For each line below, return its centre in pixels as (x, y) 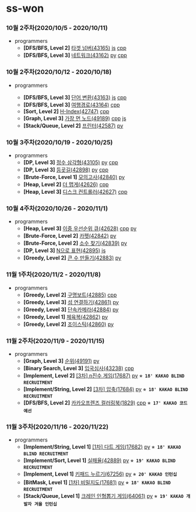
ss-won (25, 9)
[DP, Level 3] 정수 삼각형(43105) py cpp (71, 163)
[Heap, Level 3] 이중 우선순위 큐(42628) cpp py (80, 228)
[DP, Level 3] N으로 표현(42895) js (65, 251)
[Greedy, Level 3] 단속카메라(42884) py (71, 309)
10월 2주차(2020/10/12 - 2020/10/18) (59, 72)
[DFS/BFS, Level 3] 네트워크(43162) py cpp (75, 55)
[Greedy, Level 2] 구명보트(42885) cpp (70, 295)
